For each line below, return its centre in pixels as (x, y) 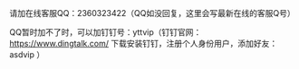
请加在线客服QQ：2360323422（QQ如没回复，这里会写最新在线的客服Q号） (153, 13)
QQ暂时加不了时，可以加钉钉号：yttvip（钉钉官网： (106, 32)
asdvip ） (27, 55)
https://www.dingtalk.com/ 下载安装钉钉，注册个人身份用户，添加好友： (144, 43)
